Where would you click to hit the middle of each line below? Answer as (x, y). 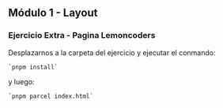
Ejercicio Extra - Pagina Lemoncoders (82, 35)
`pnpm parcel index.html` (51, 96)
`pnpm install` (33, 67)
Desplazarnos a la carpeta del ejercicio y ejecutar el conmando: (112, 52)
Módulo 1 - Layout (53, 13)
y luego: (21, 81)
